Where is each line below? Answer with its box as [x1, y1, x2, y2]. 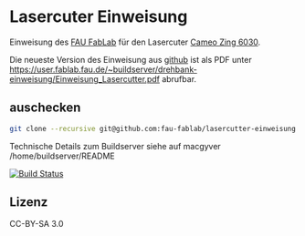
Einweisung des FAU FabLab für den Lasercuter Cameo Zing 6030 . [9, 36, 261, 47]
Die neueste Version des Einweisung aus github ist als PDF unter [9, 54, 253, 65]
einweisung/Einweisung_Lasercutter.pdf [9, 73, 160, 84]
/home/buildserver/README [9, 150, 116, 161]
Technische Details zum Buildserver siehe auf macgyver [9, 140, 221, 151]
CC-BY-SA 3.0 [9, 219, 64, 230]
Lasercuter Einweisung [9, 6, 188, 27]
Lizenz [9, 194, 48, 210]
